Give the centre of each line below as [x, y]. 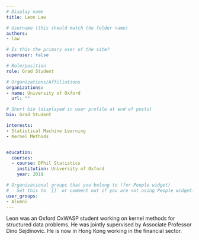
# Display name [25, 12]
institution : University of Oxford [61, 169]
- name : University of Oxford [44, 93]
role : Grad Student [30, 71]
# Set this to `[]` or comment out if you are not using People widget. [100, 190]
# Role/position [26, 66]
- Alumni [17, 201]
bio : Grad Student [29, 115]
